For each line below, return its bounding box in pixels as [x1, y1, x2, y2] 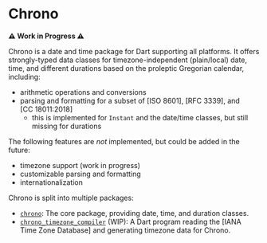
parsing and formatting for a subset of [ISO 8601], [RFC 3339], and [19, 96, 241, 105]
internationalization [19, 177, 84, 187]
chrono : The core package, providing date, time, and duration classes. [19, 208, 249, 218]
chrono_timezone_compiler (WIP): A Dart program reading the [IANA [19, 217, 241, 226]
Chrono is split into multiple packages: [8, 193, 134, 202]
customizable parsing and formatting [19, 169, 141, 178]
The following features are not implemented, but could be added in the [8, 136, 241, 146]
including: [8, 72, 41, 81]
